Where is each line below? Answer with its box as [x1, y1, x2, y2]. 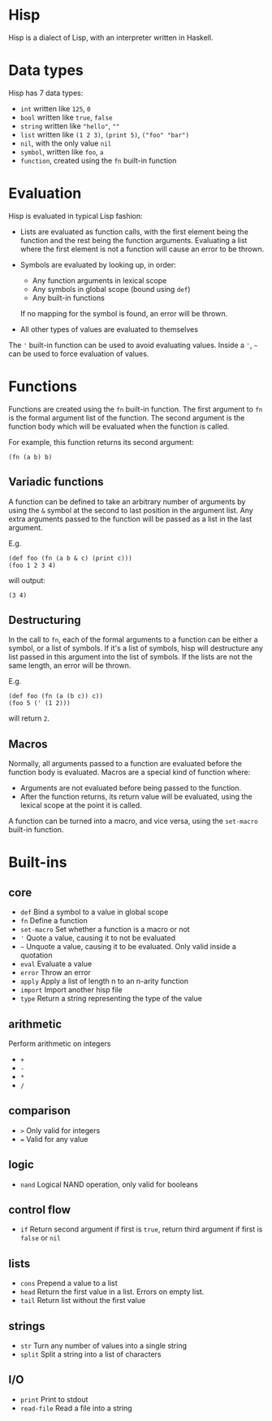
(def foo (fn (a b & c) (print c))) [8, 554, 132, 562]
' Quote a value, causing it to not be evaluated [19, 933, 176, 943]
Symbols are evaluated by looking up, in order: [19, 259, 176, 269]
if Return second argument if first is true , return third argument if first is [19, 1224, 263, 1234]
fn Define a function [19, 916, 88, 926]
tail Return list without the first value [19, 1296, 146, 1305]
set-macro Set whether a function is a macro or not [19, 925, 190, 935]
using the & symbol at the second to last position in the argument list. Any [8, 505, 253, 515]
